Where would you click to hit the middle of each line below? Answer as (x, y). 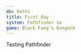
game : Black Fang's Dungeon (41, 28)
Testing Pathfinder (29, 45)
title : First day (27, 17)
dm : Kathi (18, 11)
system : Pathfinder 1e (34, 22)
